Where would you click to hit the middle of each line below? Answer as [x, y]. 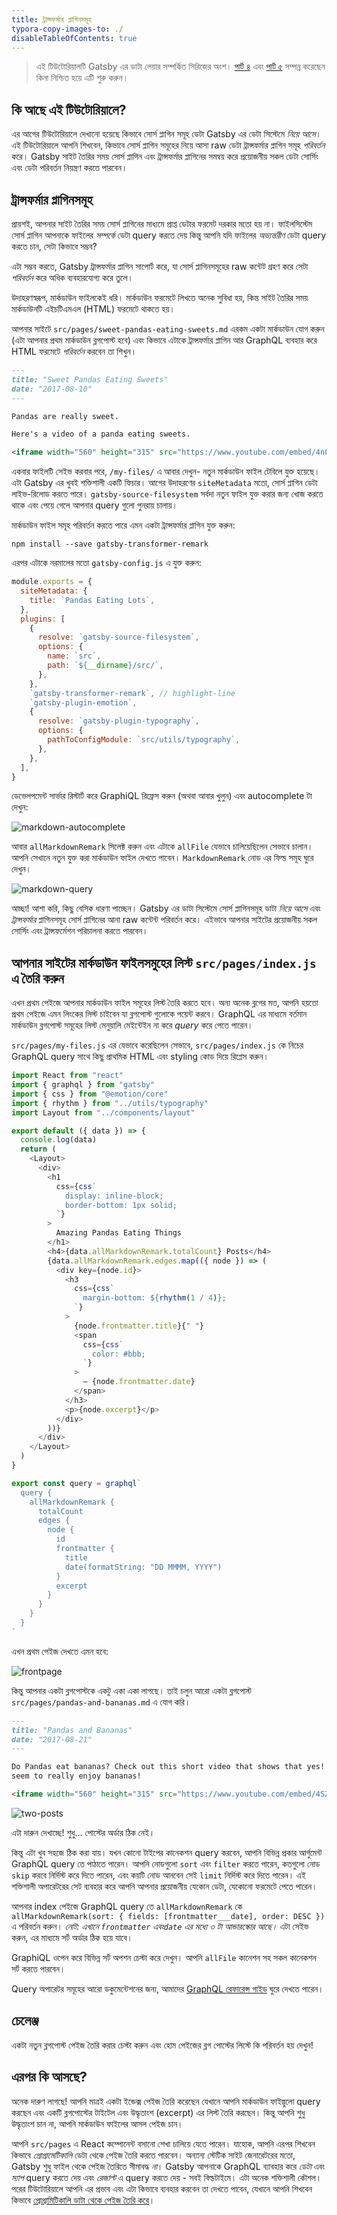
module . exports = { [52, 582]
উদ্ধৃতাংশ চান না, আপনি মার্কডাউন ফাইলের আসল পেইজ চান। [97, 2123]
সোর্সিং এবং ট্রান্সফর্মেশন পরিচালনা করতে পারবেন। [80, 931]
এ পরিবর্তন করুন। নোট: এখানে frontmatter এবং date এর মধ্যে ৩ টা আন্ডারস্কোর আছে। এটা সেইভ [160, 1926]
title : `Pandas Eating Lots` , [92, 600]
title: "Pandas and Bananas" [72, 1730]
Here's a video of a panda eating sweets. [101, 434]
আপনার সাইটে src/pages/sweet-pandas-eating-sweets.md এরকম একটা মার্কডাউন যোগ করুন [168, 329]
